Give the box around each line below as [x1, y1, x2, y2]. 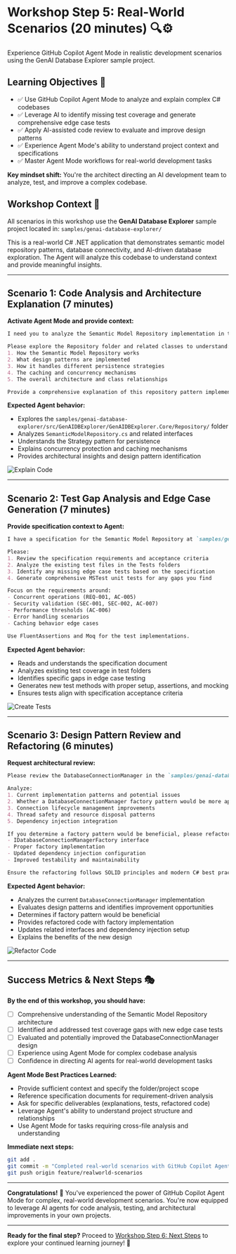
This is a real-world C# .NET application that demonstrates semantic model [7, 238, 225, 246]
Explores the [17, 415, 54, 423]
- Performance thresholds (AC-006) [7, 607, 112, 614]
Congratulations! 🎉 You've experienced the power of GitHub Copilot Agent [7, 1188, 225, 1197]
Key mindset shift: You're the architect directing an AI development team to [7, 170, 227, 179]
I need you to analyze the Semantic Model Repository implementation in [7, 331, 225, 338]
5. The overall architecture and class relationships [7, 376, 169, 383]
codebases [17, 103, 51, 111]
